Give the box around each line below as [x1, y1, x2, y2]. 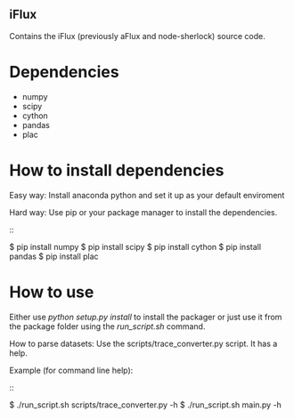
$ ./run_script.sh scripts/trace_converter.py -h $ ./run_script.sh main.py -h [9, 399, 282, 410]
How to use [9, 282, 94, 302]
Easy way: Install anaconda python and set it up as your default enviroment [9, 189, 285, 200]
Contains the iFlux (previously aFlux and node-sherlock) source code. [9, 30, 265, 41]
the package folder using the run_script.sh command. [9, 320, 206, 332]
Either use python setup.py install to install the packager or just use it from [9, 311, 282, 322]
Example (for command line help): [9, 365, 134, 375]
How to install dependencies [9, 160, 225, 181]
